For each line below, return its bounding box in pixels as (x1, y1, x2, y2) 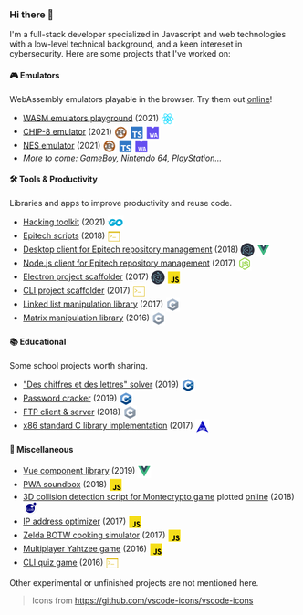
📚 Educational (9, 337, 67, 348)
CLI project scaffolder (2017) (22, 285, 131, 296)
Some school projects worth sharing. (9, 360, 148, 370)
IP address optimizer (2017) (22, 516, 127, 526)
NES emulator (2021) (22, 140, 101, 151)
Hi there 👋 (9, 8, 55, 21)
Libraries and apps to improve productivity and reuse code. (9, 197, 233, 208)
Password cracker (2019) (22, 392, 118, 403)
